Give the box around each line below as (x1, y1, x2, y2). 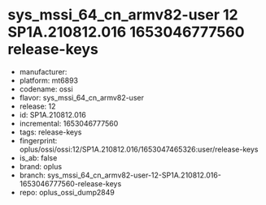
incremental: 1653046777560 (19, 118, 119, 128)
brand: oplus (19, 161, 63, 171)
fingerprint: (19, 135, 58, 145)
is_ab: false (19, 152, 58, 163)
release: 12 (19, 101, 56, 111)
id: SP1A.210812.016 (19, 109, 86, 119)
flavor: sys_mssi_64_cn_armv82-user (19, 92, 144, 102)
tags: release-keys (19, 127, 82, 137)
